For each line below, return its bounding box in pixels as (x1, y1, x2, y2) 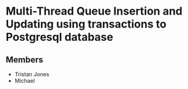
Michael (14, 77, 35, 84)
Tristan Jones (14, 71, 50, 77)
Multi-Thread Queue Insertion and (6, 4, 183, 18)
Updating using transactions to (6, 17, 167, 31)
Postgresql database (6, 30, 114, 44)
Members (6, 54, 43, 65)
